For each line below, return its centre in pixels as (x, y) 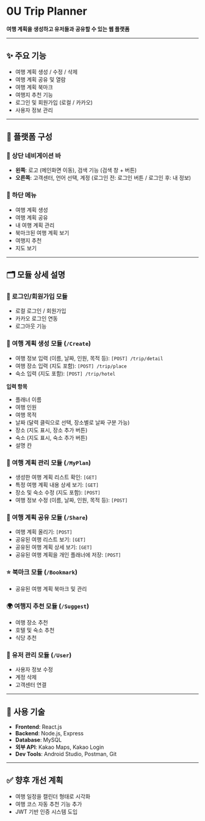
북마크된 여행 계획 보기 (42, 232)
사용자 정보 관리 (34, 110)
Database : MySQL (38, 740)
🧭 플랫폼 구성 (30, 137)
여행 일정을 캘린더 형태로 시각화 (52, 796)
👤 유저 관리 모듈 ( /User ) (39, 655)
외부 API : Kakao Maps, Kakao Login (59, 747)
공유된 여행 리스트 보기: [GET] (51, 540)
